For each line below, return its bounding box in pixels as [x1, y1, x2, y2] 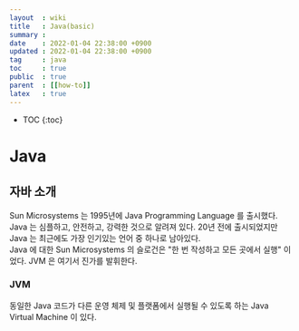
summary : [9, 30, 47, 39]
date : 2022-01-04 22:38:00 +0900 [9, 38, 152, 48]
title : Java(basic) [9, 22, 95, 31]
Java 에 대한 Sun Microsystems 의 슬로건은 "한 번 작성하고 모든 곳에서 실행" [9, 244, 282, 255]
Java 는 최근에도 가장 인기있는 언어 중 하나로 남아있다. [9, 232, 201, 243]
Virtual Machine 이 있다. [9, 311, 97, 322]
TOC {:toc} [22, 114, 63, 125]
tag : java [9, 55, 67, 64]
